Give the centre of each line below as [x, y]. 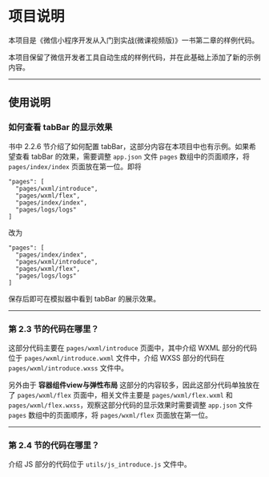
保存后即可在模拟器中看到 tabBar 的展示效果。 [84, 298]
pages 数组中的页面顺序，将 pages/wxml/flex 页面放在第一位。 [110, 414]
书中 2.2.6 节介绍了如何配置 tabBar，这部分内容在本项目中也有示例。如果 [129, 146]
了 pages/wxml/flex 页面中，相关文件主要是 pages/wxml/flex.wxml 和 [121, 394]
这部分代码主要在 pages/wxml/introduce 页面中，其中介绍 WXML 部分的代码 [133, 348]
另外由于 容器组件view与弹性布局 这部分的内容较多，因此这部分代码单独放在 [134, 385]
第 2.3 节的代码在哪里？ [54, 329]
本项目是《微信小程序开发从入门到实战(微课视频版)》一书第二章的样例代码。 [134, 40]
